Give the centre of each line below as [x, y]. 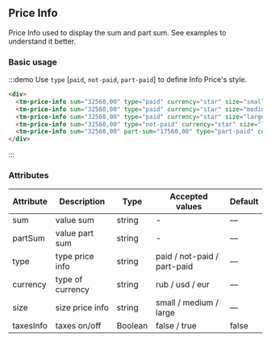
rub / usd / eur [183, 284]
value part [75, 233]
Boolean [132, 325]
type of [69, 279]
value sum [75, 220]
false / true [177, 325]
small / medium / [188, 303]
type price [75, 256]
